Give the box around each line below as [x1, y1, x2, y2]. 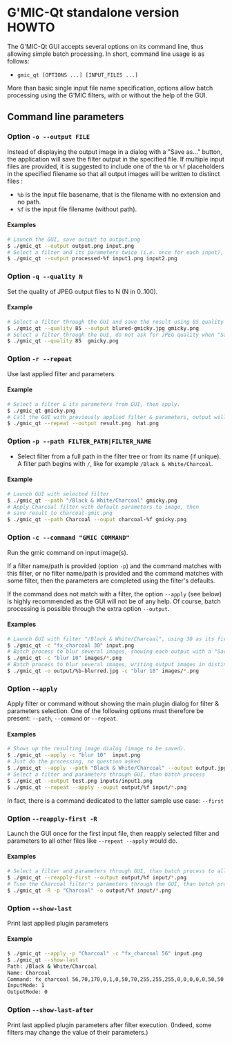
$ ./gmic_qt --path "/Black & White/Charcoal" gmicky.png [7, 497, 177, 504]
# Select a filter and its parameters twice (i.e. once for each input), [7, 248, 224, 256]
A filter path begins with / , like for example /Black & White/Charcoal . [17, 459, 213, 467]
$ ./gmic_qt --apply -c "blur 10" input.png [7, 752, 140, 759]
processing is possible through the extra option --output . [7, 604, 170, 612]
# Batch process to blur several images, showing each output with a [7, 648, 212, 655]
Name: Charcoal [7, 969, 51, 976]
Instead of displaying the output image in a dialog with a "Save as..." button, [7, 147, 222, 156]
